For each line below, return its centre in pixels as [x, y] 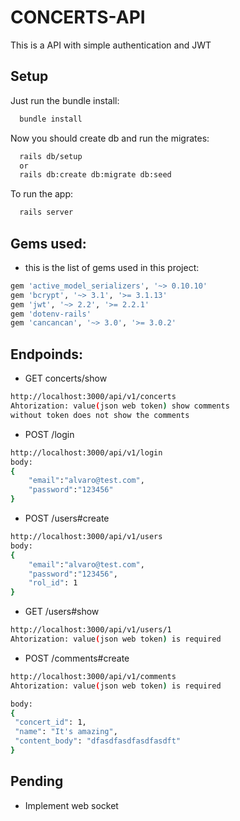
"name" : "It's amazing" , [66, 732]
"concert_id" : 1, [50, 722]
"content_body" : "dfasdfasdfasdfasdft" [98, 741]
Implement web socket [71, 805]
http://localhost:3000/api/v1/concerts [93, 397]
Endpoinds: [46, 354]
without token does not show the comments [100, 415]
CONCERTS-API [78, 17]
